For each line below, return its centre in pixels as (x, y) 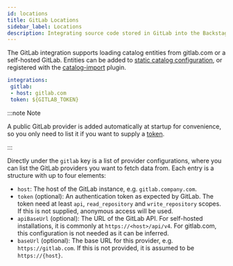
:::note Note (24, 113)
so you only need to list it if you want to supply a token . (86, 133)
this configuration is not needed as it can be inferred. (93, 233)
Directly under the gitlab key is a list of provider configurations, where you (114, 160)
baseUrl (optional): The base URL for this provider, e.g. (95, 240)
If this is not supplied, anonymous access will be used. (95, 211)
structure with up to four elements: (57, 175)
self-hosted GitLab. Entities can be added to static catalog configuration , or (115, 60)
